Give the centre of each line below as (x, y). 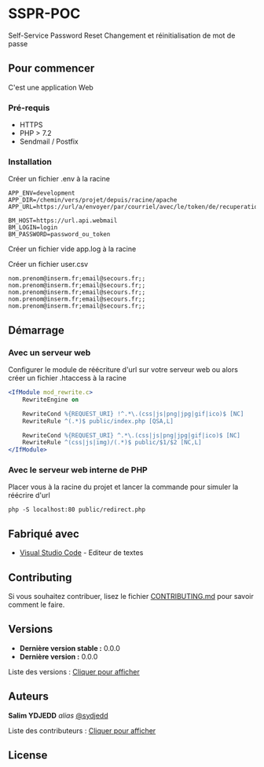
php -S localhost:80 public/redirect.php (77, 510)
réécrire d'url (29, 495)
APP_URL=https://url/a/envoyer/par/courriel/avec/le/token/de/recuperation (135, 207)
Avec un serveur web (49, 352)
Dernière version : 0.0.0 (59, 656)
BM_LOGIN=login (33, 228)
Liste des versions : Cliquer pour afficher (74, 671)
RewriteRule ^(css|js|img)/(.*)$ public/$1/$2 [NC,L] (112, 443)
